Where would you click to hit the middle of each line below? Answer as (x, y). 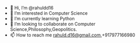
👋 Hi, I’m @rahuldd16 (32, 8)
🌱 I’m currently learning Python (42, 18)
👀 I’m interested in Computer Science (49, 13)
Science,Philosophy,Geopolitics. (43, 29)
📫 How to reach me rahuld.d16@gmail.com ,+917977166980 (73, 35)
